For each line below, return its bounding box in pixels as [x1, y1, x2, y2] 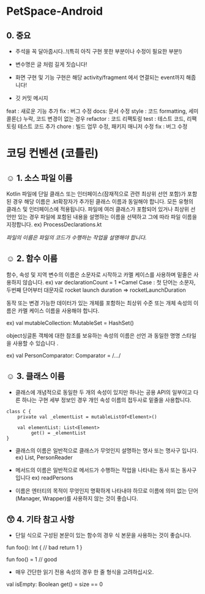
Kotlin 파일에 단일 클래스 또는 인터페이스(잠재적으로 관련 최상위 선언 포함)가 [6, 190, 186, 197]
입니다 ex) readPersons [15, 474, 73, 481]
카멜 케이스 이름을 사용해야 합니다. [17, 307, 100, 314]
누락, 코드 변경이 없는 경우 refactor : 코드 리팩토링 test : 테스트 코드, [23, 115, 185, 122]
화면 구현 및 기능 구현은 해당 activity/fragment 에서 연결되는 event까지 [15, 74, 185, 81]
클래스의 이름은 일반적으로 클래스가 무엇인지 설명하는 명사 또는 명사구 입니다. [15, 446, 199, 454]
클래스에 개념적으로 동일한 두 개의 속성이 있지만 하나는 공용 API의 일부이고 [15, 388, 192, 396]
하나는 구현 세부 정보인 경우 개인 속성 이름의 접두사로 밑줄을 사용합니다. [21, 396, 192, 403]
